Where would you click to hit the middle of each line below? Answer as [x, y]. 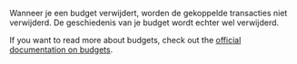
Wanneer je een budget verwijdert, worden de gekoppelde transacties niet [148, 13]
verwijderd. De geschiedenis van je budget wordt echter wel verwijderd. [144, 23]
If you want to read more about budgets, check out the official [125, 40]
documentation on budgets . [61, 50]
